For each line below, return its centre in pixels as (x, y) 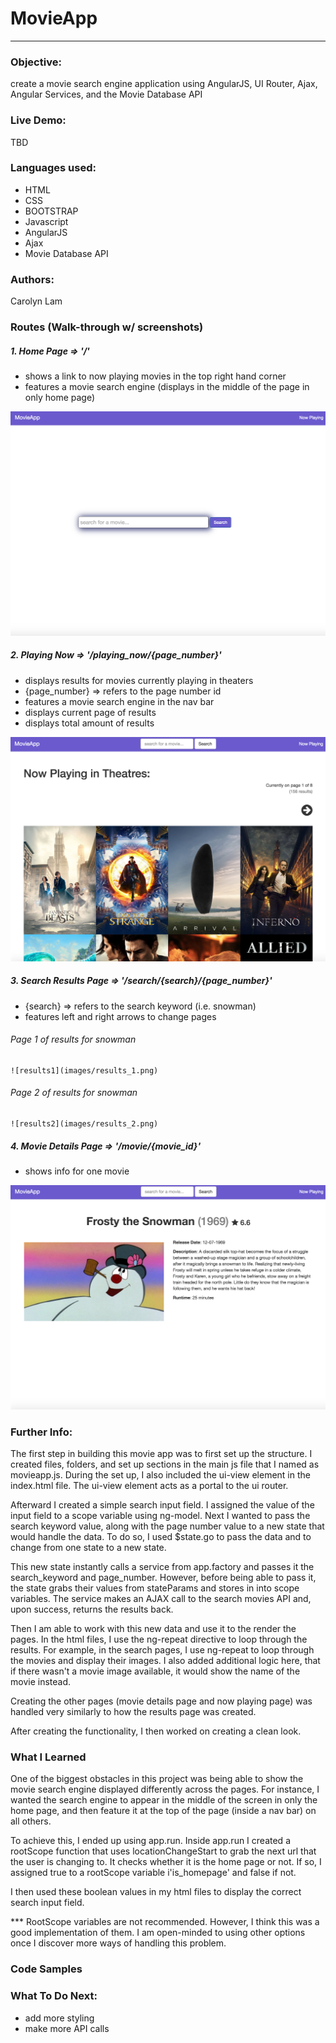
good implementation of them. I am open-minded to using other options (158, 1933)
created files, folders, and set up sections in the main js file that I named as (165, 1464)
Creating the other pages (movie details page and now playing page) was (161, 1701)
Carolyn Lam (36, 301)
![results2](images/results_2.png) (84, 1123)
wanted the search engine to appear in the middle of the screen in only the (164, 1800)
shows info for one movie (77, 1171)
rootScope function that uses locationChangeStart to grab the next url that (163, 1851)
